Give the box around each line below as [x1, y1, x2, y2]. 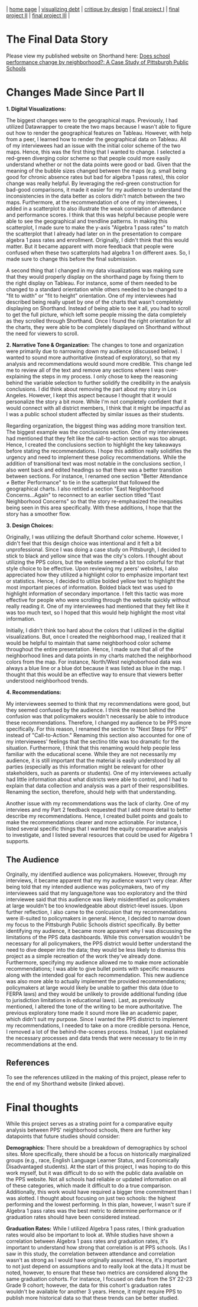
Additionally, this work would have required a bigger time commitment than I [6, 1188, 192, 1196]
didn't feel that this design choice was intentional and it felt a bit [6, 540, 162, 547]
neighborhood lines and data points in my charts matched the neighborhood [6, 652, 192, 659]
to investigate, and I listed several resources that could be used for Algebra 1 [6, 831, 193, 839]
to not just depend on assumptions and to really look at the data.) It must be [6, 1263, 191, 1270]
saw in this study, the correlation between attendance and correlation [6, 1250, 176, 1257]
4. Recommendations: [6, 688, 62, 696]
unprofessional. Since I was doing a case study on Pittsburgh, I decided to [6, 546, 187, 553]
